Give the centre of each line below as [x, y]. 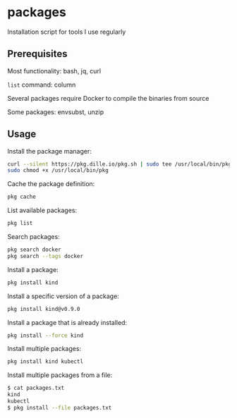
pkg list [20, 223]
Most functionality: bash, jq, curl [54, 70]
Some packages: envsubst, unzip [56, 112]
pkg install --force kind [45, 336]
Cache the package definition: [51, 184]
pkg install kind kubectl [45, 362]
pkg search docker [34, 250]
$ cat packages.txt [36, 388]
